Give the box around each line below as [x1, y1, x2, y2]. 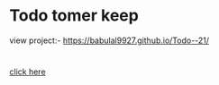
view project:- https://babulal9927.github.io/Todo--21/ [9, 35, 210, 46]
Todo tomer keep [9, 5, 140, 26]
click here [9, 66, 47, 77]
